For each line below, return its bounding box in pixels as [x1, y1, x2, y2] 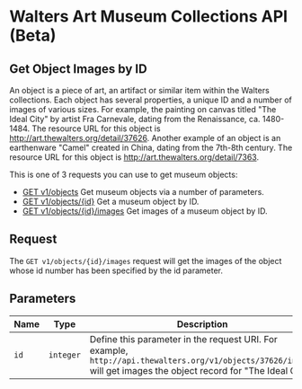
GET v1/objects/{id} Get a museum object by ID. [22, 196, 200, 207]
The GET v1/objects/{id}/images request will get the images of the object [9, 255, 282, 266]
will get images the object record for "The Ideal [89, 364, 289, 376]
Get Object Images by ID [9, 61, 147, 76]
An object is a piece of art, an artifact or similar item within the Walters [9, 85, 270, 95]
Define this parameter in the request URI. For [89, 332, 279, 345]
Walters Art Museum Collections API [9, 6, 289, 27]
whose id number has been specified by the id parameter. [9, 265, 223, 276]
